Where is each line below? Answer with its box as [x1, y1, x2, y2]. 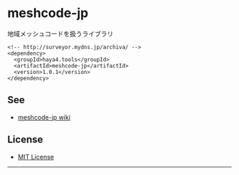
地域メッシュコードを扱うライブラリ [7, 29, 114, 38]
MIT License [17, 152, 55, 161]
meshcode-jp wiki [17, 112, 71, 122]
